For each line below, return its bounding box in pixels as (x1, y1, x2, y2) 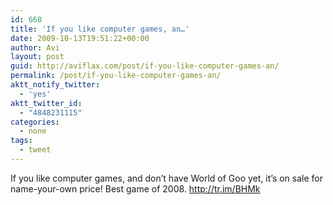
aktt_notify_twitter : (10, 80, 101, 90)
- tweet (19, 145, 52, 155)
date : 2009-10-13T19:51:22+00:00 (10, 33, 150, 43)
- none (19, 126, 47, 136)
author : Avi (10, 42, 60, 53)
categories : (10, 117, 60, 127)
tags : (10, 136, 33, 146)
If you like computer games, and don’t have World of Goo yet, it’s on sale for (10, 172, 324, 184)
